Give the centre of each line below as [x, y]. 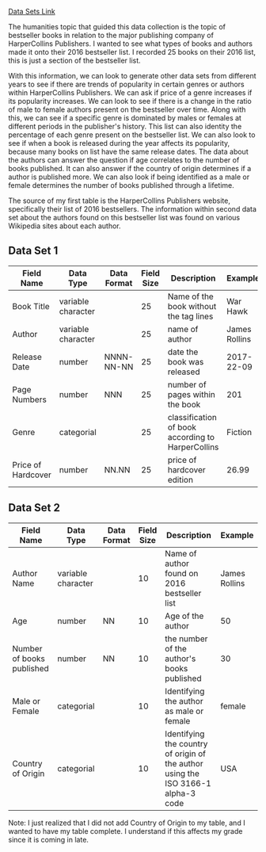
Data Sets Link [32, 11]
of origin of [186, 754]
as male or [184, 711]
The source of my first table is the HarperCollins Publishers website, [120, 201]
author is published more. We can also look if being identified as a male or [129, 177]
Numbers [30, 399]
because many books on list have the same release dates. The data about [128, 151]
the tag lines [190, 316]
